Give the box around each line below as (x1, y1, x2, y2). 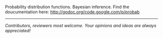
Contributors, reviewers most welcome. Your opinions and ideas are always (5, 23, 157, 28)
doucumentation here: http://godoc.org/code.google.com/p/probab (5, 9, 140, 15)
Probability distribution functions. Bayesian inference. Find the (5, 4, 130, 9)
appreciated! (5, 28, 31, 33)
